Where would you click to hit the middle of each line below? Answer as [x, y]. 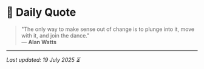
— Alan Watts [39, 42]
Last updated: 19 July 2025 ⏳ [43, 59]
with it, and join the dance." [55, 35]
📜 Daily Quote [41, 12]
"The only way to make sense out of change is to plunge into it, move [108, 29]
